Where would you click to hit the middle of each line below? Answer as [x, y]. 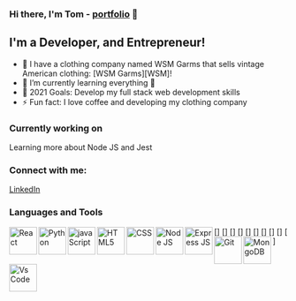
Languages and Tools [56, 213]
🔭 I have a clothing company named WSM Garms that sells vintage [143, 64]
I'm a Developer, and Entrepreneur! [107, 43]
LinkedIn [25, 190]
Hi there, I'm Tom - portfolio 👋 [74, 14]
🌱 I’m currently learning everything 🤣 [89, 82]
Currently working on [56, 128]
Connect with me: [48, 169]
